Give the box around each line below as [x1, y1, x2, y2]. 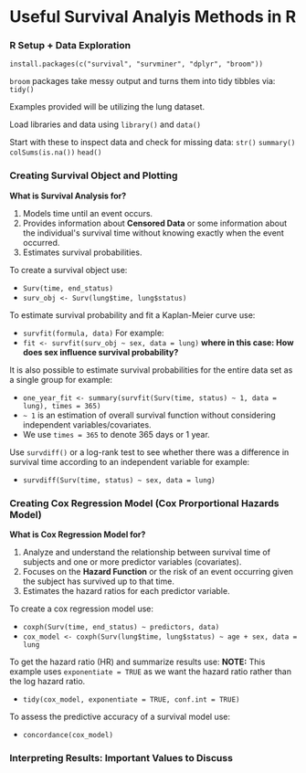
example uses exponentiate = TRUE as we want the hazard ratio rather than [9, 666, 292, 677]
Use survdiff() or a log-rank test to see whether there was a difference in [9, 446, 290, 458]
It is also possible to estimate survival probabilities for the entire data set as [9, 364, 293, 376]
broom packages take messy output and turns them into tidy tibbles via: [9, 76, 276, 87]
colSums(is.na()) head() [9, 148, 102, 157]
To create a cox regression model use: [9, 603, 153, 614]
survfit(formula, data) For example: [22, 327, 164, 338]
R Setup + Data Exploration [9, 39, 131, 52]
